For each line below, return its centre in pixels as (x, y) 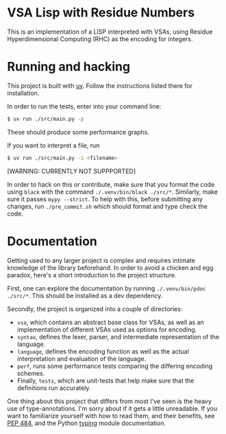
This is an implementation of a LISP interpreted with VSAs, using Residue (110, 32)
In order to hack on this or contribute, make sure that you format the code (111, 184)
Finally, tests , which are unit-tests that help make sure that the (105, 380)
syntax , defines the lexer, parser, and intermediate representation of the (118, 336)
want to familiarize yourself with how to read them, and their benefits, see (111, 415)
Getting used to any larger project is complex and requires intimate (101, 260)
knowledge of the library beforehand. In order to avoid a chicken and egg (110, 267)
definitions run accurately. (54, 388)
